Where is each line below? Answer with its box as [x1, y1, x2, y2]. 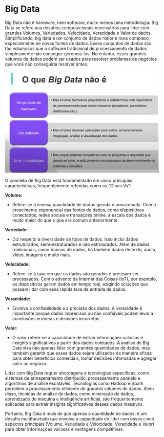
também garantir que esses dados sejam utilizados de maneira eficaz [12, 350, 152, 356]
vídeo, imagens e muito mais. [12, 252, 71, 258]
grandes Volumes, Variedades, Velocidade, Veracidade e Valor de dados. [5, 30, 152, 36]
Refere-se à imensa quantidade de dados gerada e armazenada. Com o [12, 202, 156, 208]
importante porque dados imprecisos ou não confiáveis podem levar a [12, 310, 154, 316]
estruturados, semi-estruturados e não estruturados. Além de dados [12, 241, 150, 247]
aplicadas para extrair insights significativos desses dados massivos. [5, 401, 144, 407]
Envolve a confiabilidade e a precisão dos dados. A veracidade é [12, 306, 143, 311]
